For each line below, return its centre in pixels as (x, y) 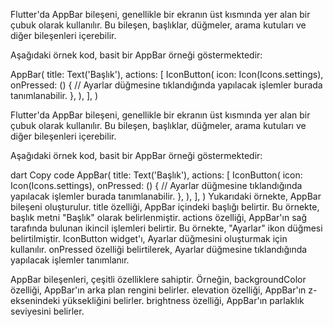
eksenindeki (35, 300)
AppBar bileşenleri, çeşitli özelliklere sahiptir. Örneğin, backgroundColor (158, 279)
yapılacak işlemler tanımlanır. (70, 260)
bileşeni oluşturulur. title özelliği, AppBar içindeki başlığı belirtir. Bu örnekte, (165, 207)
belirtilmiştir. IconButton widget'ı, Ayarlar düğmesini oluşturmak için (149, 238)
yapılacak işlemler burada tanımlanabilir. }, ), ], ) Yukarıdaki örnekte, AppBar (166, 196)
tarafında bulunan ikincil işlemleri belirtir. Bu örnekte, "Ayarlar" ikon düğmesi (166, 228)
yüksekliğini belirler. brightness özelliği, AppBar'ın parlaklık (183, 300)
